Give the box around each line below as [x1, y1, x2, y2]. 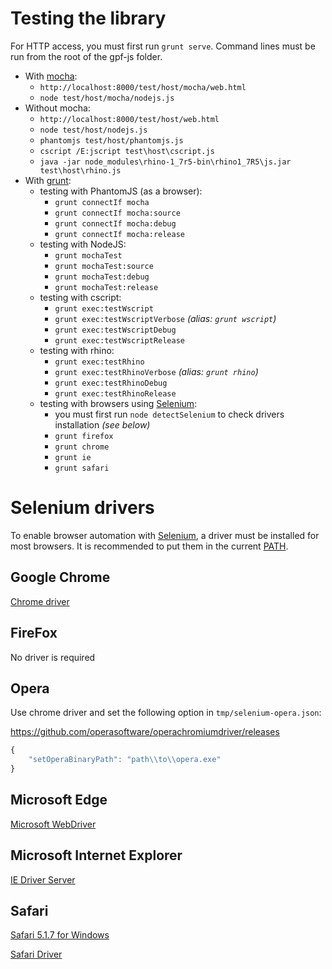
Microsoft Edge [10, 792, 108, 809]
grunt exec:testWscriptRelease [54, 335, 185, 346]
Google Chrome [10, 569, 111, 586]
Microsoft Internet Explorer [10, 847, 183, 864]
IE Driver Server [10, 873, 76, 886]
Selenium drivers [10, 497, 155, 519]
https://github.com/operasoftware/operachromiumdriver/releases [10, 726, 280, 738]
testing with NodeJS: [39, 238, 127, 250]
